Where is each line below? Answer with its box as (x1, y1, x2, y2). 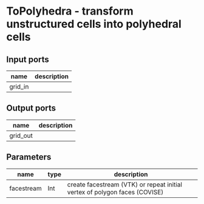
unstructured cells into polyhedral (6, 17, 182, 31)
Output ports (6, 103, 56, 114)
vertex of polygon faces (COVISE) (67, 188, 164, 196)
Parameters (6, 152, 52, 162)
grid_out (9, 131, 33, 140)
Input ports (6, 54, 50, 64)
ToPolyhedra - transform (6, 4, 134, 18)
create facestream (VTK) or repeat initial (67, 180, 182, 189)
